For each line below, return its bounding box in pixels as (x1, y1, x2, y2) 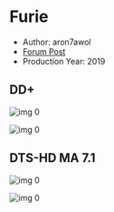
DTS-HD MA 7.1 (9, 150, 96, 166)
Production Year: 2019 (22, 56, 106, 66)
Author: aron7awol (22, 36, 91, 47)
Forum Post (22, 45, 66, 56)
